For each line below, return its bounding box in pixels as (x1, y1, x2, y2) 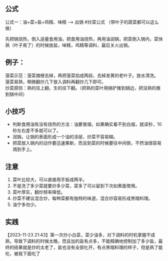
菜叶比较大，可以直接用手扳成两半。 (12, 176, 87, 182)
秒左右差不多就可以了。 (12, 127, 61, 133)
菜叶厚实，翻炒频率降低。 (12, 189, 65, 195)
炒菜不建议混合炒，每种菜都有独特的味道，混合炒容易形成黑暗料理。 (12, 195, 153, 201)
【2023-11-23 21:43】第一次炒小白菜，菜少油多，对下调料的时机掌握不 (5, 232, 151, 238)
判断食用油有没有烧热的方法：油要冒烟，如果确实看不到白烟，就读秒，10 (12, 121, 162, 127)
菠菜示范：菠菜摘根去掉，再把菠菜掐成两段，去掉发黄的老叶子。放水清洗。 (5, 72, 158, 78)
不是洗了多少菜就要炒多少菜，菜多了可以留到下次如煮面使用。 (12, 183, 140, 189)
